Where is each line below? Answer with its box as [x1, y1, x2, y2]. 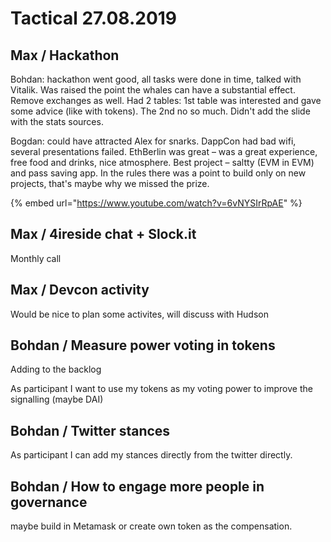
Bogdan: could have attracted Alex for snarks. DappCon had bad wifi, [10, 135, 297, 147]
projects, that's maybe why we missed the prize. [10, 178, 210, 189]
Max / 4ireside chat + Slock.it [10, 226, 197, 243]
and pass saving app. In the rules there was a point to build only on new [10, 167, 307, 179]
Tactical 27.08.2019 [10, 7, 178, 30]
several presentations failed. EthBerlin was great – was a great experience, [10, 146, 318, 157]
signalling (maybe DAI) [10, 393, 104, 406]
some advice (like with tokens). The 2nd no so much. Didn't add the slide [10, 105, 311, 117]
